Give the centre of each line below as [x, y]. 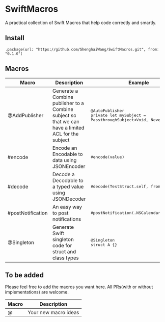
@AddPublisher [26, 115]
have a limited [68, 128]
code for [62, 245]
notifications [67, 219]
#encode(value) [108, 157]
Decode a [64, 174]
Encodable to [68, 154]
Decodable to [68, 180]
